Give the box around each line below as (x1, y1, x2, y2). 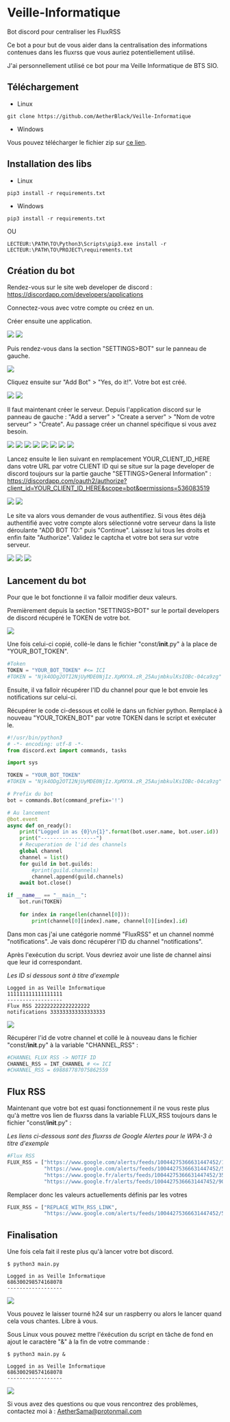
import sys (7, 759, 38, 767)
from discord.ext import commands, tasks (7, 747, 127, 754)
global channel (19, 848, 63, 855)
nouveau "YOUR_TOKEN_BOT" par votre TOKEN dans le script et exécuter (7, 713, 216, 722)
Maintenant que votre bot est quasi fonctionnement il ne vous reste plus (7, 1104, 210, 1112)
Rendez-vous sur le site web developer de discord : (7, 283, 153, 291)
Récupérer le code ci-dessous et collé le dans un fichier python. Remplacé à (7, 706, 222, 714)
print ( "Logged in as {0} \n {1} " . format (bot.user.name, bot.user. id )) (19, 828, 219, 835)
